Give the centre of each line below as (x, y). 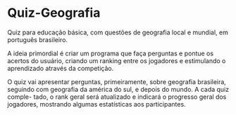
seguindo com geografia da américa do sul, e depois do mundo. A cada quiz (118, 89)
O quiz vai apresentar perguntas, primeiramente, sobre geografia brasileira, (117, 81)
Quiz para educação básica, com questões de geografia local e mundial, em (118, 32)
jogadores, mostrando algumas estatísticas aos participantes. (97, 104)
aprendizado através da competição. (61, 68)
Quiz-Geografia (54, 13)
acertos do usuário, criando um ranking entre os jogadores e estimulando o (117, 60)
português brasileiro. (38, 39)
